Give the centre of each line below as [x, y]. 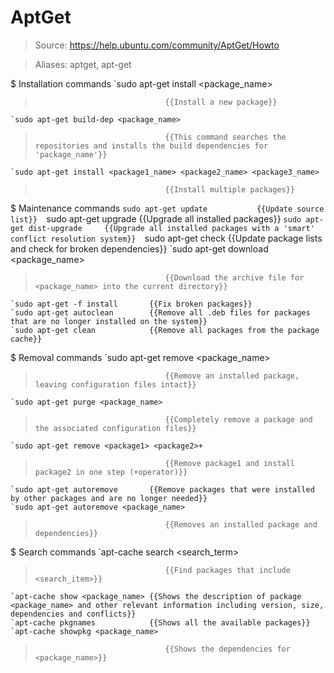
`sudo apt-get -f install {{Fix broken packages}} [131, 304]
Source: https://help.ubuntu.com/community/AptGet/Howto [157, 45]
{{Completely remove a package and [238, 419]
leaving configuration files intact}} [115, 384]
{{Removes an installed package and [241, 524]
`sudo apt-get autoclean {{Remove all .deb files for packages [160, 312]
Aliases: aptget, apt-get [83, 64]
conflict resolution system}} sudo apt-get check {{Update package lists [166, 238]
